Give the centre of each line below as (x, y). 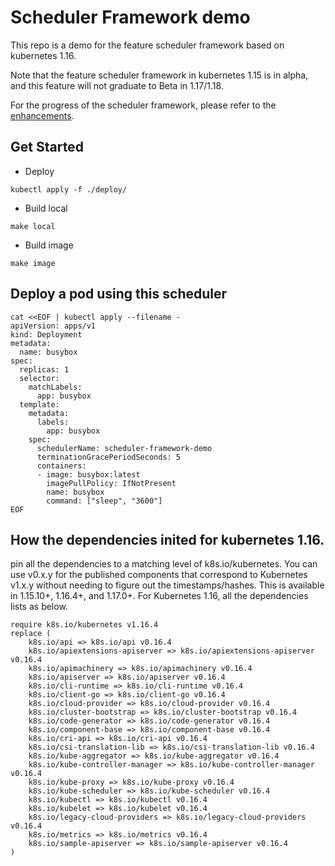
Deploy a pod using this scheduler (119, 294)
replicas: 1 (44, 369)
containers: (61, 466)
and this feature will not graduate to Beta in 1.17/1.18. (117, 85)
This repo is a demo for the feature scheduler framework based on (147, 45)
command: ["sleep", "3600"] (104, 501)
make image (33, 263)
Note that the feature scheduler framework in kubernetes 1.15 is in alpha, (159, 75)
